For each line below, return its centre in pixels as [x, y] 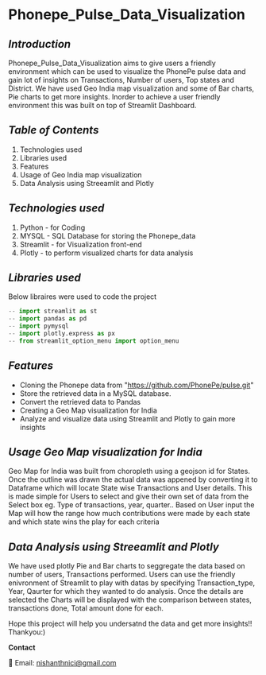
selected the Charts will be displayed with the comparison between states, [130, 600]
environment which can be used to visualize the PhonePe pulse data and [127, 72]
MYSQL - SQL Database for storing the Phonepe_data [108, 235]
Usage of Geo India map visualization [81, 175]
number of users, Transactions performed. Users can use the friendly [122, 575]
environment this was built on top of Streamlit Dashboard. [102, 105]
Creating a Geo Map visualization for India [88, 410]
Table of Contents [54, 130]
